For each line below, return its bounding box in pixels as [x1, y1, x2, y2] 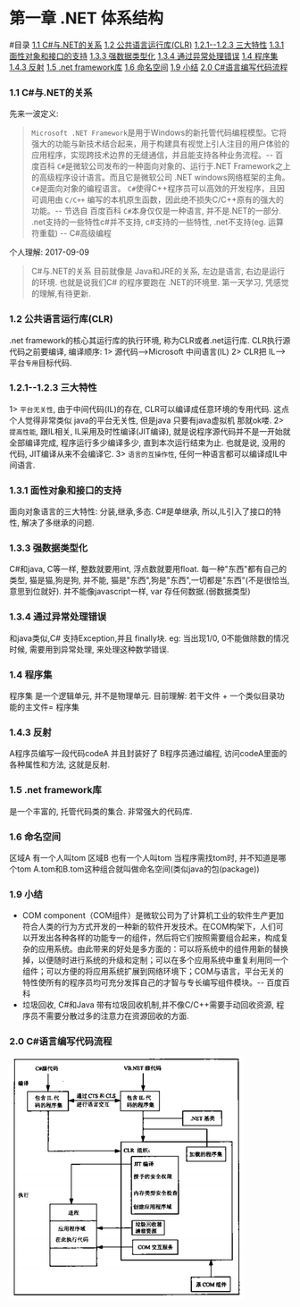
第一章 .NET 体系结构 [9, 8, 163, 29]
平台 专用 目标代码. [9, 357, 72, 367]
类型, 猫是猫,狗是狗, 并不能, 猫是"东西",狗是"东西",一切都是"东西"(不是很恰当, [9, 575, 290, 586]
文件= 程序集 [32, 702, 80, 713]
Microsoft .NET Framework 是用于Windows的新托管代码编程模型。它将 [30, 127, 287, 139]
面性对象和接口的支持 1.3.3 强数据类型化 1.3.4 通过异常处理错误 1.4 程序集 [9, 50, 279, 61]
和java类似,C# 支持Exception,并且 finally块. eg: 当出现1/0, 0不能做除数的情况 [9, 632, 289, 644]
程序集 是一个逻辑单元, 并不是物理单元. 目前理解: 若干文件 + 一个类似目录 [9, 690, 277, 702]
